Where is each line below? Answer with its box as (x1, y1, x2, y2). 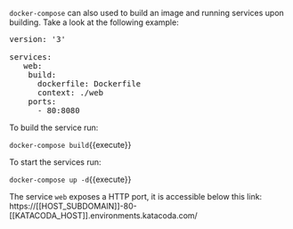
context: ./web (37, 88, 104, 97)
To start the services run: (9, 157, 102, 168)
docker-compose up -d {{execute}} (9, 174, 132, 184)
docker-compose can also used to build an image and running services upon (9, 8, 285, 18)
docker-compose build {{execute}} (9, 140, 132, 150)
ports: (28, 97, 57, 106)
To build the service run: (9, 122, 99, 133)
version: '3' (9, 35, 67, 44)
